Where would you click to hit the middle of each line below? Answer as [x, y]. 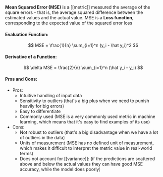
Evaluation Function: [27, 34]
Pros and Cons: [21, 79]
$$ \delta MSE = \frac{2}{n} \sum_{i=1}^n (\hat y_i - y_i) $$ [83, 68]
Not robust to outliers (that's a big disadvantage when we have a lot [89, 132]
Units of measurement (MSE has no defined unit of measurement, [87, 143]
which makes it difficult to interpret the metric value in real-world [86, 148]
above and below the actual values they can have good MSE [81, 164]
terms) [27, 153]
